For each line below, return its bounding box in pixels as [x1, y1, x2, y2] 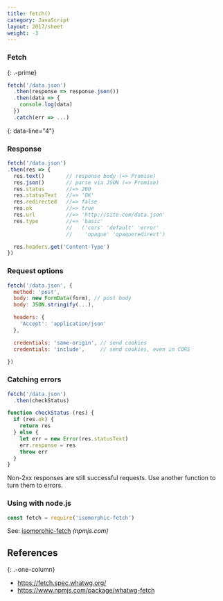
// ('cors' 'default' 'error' [66, 224, 159, 231]
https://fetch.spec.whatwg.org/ [17, 579, 107, 587]
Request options [7, 266, 64, 276]
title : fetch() [7, 10, 51, 17]
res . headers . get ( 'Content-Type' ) [13, 243, 110, 250]
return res [19, 422, 51, 429]
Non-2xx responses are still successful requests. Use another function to [7, 474, 216, 482]
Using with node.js [7, 498, 71, 508]
